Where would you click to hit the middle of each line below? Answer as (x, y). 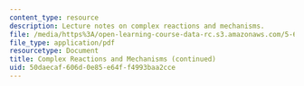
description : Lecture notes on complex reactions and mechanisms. (137, 26)
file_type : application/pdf (62, 43)
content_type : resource (54, 17)
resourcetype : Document (54, 51)
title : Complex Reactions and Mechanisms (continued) (113, 59)
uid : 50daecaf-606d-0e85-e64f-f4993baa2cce (93, 68)
